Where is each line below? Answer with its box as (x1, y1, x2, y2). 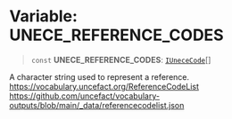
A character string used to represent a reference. (9, 71, 190, 82)
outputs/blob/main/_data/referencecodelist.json (9, 99, 185, 110)
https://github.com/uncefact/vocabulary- (9, 91, 161, 101)
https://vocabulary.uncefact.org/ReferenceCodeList (9, 81, 199, 91)
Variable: (9, 6, 79, 27)
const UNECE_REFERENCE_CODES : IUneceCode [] (30, 54, 211, 65)
